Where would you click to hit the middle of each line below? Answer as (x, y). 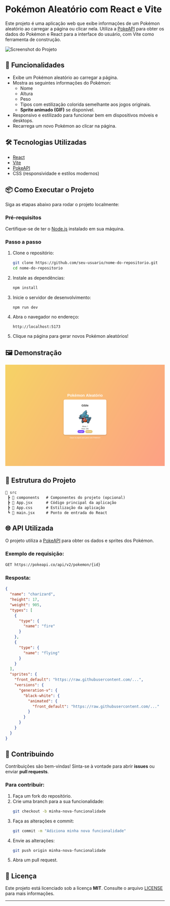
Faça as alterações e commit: (43, 821)
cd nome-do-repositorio (38, 268)
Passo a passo (23, 242)
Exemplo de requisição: (35, 554)
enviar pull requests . (27, 772)
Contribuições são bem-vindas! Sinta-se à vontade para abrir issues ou (80, 766)
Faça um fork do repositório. (42, 796)
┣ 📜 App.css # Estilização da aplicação (56, 508)
